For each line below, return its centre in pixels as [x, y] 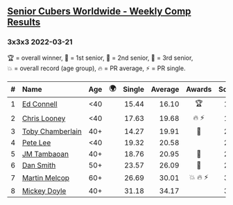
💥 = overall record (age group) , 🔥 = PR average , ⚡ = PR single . [96, 68]
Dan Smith [39, 165]
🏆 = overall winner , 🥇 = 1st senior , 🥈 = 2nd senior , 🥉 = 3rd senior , [100, 58]
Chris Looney [44, 119]
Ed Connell [40, 104]
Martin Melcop [46, 178]
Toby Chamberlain [52, 131]
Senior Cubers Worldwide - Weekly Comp [99, 11]
